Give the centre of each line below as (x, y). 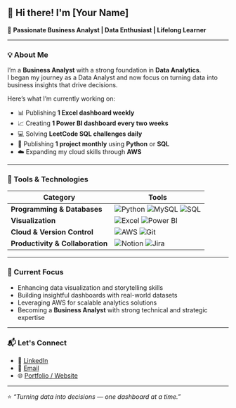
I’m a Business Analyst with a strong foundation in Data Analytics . (104, 70)
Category (59, 198)
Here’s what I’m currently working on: (61, 98)
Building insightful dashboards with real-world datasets (97, 295)
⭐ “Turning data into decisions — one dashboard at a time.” (94, 397)
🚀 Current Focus (35, 272)
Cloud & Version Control (52, 232)
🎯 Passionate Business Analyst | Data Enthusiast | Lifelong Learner (107, 30)
